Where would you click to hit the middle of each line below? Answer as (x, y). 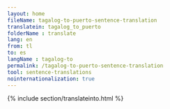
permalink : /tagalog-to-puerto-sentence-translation (85, 66)
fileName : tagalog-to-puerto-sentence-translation (82, 20)
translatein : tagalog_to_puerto (54, 27)
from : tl (20, 46)
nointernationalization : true (51, 79)
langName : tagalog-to (40, 59)
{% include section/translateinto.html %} (65, 99)
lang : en (20, 40)
